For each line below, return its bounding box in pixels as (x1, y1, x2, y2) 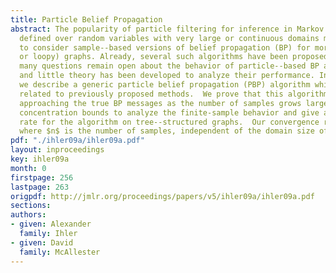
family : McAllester (19, 247, 101, 257)
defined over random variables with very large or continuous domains (19, 33, 320, 43)
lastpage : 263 (10, 182, 70, 192)
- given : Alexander (10, 219, 92, 230)
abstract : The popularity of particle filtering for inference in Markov (10, 24, 325, 34)
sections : (10, 201, 52, 211)
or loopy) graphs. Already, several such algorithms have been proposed (19, 52, 329, 62)
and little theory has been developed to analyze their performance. (19, 71, 315, 81)
